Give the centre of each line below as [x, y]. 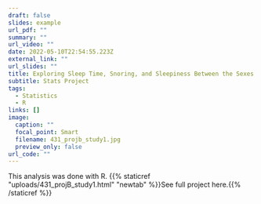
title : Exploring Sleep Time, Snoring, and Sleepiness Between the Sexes [131, 74]
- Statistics [36, 96]
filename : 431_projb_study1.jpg [68, 139]
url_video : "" [31, 45]
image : [19, 118]
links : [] [24, 111]
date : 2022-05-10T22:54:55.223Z [61, 52]
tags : [17, 88]
